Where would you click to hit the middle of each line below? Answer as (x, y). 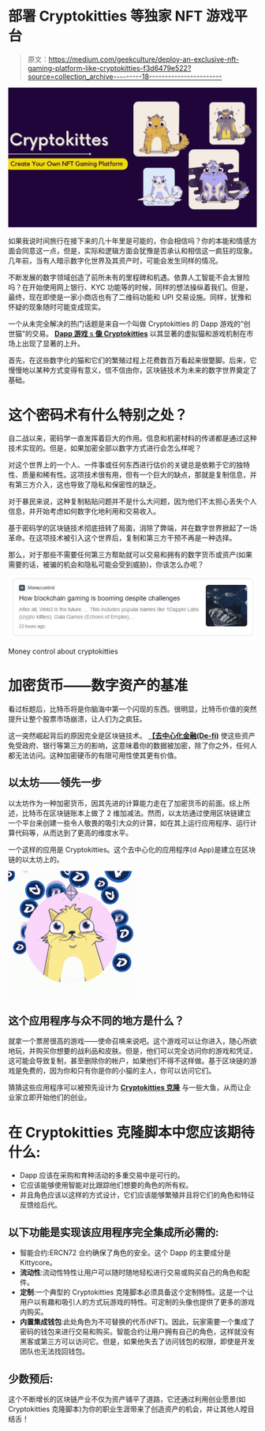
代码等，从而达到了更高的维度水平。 (73, 833)
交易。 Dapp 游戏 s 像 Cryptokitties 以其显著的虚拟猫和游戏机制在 (139, 334)
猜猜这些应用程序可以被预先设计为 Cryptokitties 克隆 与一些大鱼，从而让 (126, 1088)
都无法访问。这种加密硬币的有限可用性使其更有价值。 (95, 755)
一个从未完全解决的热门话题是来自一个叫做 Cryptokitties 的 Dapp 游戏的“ (126, 324)
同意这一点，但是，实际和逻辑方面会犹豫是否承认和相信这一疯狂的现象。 (139, 251)
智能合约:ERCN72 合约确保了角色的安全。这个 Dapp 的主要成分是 (125, 1253)
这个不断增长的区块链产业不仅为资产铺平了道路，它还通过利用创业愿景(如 (127, 1399)
